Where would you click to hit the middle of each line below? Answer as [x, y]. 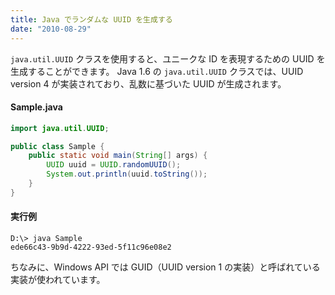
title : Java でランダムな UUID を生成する [91, 19]
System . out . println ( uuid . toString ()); [127, 174]
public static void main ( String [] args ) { [118, 156]
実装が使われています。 [58, 280]
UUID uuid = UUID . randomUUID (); [114, 165]
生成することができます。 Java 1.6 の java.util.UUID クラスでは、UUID [157, 71]
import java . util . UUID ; [60, 128]
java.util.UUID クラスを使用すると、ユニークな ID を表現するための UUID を [168, 58]
